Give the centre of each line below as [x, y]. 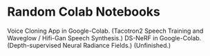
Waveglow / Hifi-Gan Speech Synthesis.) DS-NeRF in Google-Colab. [104, 38]
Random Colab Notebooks [84, 12]
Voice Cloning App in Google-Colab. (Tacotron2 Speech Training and [105, 31]
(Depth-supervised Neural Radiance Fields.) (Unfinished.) [89, 45]
